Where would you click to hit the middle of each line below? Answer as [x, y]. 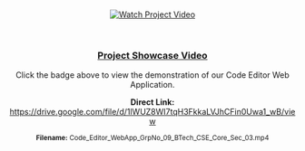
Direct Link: [152, 102]
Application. [152, 85]
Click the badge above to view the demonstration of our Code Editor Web [152, 75]
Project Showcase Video [152, 55]
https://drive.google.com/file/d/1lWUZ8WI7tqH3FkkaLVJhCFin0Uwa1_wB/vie [152, 112]
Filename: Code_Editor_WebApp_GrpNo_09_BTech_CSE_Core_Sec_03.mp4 [152, 138]
